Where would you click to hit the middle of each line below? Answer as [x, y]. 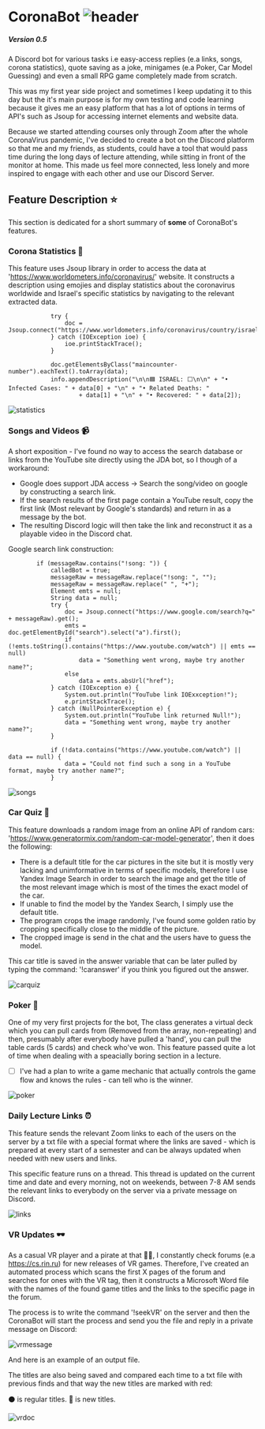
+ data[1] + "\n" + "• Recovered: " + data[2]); [160, 396]
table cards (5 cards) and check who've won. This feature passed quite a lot [132, 1048]
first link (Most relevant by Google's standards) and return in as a [125, 508]
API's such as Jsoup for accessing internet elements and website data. [123, 116]
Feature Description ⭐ [63, 199]
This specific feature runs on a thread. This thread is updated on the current [132, 1173]
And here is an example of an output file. [74, 1360]
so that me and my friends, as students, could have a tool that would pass [128, 148]
